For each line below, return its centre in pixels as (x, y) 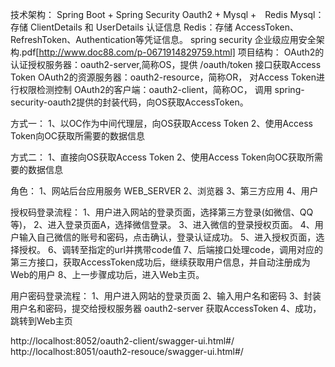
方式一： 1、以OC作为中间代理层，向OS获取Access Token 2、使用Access (161, 123)
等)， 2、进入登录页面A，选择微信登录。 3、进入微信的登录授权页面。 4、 (162, 224)
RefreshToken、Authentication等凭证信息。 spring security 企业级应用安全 (163, 39)
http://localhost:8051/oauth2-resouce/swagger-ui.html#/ (127, 351)
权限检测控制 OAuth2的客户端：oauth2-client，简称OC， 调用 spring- (161, 89)
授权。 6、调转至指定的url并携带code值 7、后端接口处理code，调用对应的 (170, 249)
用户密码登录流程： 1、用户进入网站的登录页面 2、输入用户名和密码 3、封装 (166, 296)
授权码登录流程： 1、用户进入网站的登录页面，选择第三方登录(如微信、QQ (162, 212)
